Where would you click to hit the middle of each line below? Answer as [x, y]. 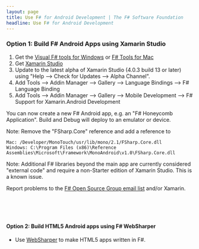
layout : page [22, 12]
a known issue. [25, 176]
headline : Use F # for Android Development [60, 23]
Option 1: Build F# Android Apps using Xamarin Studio [86, 44]
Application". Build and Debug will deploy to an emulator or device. [89, 119]
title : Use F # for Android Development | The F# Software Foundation [95, 17]
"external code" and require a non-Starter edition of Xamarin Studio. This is [99, 170]
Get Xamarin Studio [39, 63]
